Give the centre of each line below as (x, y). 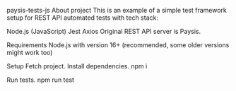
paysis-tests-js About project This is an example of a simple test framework (117, 10)
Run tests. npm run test (41, 80)
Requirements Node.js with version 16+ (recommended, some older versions (118, 45)
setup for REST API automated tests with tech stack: (82, 18)
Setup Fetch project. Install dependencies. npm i (77, 66)
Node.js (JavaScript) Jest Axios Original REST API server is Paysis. (104, 31)
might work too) (30, 53)
